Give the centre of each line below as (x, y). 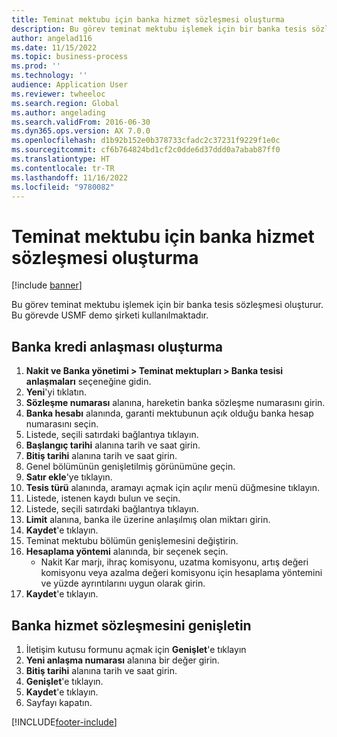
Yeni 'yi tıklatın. (56, 392)
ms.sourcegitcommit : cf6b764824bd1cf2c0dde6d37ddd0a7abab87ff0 (146, 150)
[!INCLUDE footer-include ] (64, 722)
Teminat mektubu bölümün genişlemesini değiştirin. (132, 541)
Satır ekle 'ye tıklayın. (69, 477)
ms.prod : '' (36, 66)
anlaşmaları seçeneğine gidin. (88, 382)
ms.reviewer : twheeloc (58, 94)
